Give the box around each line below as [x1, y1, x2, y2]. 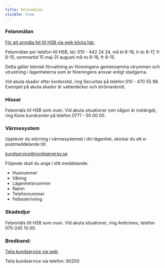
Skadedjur [5, 208, 31, 215]
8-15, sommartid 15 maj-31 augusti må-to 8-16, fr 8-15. [5, 54, 116, 60]
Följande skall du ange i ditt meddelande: [5, 160, 89, 166]
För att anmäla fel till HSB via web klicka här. [5, 39, 95, 45]
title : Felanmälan [5, 7, 43, 12]
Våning [12, 175, 27, 181]
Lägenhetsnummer [12, 181, 51, 187]
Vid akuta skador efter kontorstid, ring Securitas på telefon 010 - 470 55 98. [5, 78, 160, 84]
